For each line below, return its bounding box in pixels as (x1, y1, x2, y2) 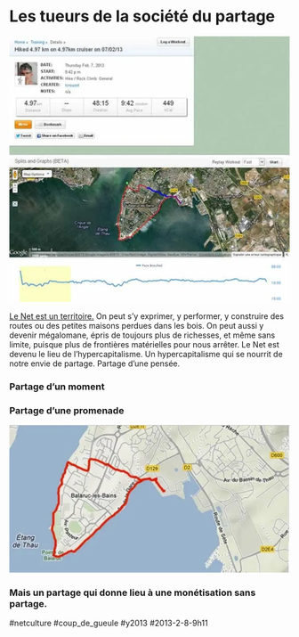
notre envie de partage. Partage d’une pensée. (9, 358, 181, 369)
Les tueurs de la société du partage (9, 6, 276, 27)
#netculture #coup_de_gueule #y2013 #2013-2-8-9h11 (9, 617, 208, 629)
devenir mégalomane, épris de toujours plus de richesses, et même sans (9, 330, 276, 340)
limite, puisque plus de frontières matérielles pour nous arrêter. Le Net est (9, 339, 279, 349)
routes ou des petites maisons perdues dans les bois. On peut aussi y (9, 320, 264, 331)
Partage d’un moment (9, 380, 105, 393)
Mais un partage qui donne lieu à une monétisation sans (9, 586, 256, 599)
